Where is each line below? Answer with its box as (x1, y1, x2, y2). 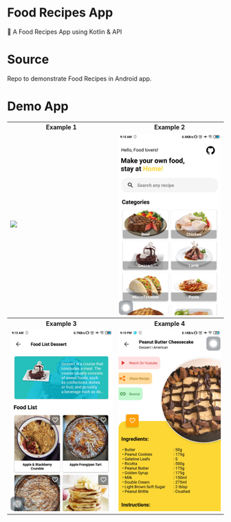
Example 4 (154, 319, 186, 327)
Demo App (7, 98, 69, 114)
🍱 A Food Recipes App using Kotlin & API (7, 28, 122, 36)
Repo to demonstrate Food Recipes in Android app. (7, 74, 152, 83)
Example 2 (154, 123, 186, 131)
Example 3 (45, 319, 77, 327)
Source (7, 52, 49, 67)
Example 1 (45, 123, 77, 131)
